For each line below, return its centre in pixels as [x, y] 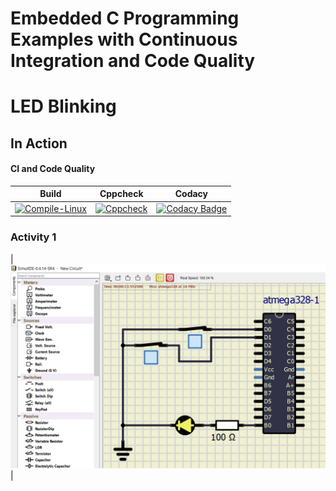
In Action [39, 143]
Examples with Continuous [124, 39]
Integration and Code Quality [133, 61]
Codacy [191, 194]
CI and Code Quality [53, 169]
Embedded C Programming [125, 18]
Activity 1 [33, 237]
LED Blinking [63, 106]
